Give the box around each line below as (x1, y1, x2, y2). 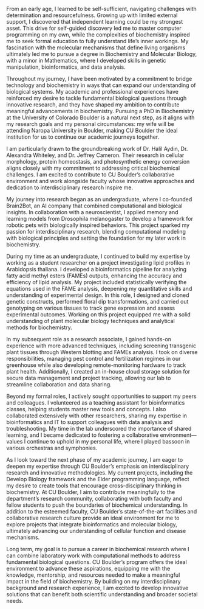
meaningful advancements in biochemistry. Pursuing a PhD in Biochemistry (6, 108, 194, 114)
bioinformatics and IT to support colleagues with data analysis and (6, 419, 173, 425)
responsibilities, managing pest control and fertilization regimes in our (6, 355, 181, 362)
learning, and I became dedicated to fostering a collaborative (6, 431, 159, 439)
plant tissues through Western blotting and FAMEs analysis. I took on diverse (6, 349, 198, 355)
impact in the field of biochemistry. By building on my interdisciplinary (6, 578, 181, 585)
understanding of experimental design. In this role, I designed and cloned (6, 291, 189, 299)
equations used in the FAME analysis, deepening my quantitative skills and (6, 285, 192, 292)
